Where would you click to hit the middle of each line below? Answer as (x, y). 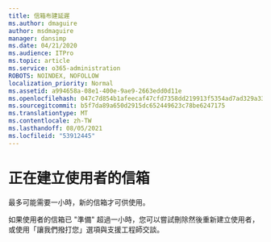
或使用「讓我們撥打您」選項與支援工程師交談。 (86, 229)
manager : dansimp (38, 38)
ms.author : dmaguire (43, 23)
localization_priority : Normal (61, 83)
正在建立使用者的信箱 (79, 178)
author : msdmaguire (41, 31)
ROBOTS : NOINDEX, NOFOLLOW (54, 76)
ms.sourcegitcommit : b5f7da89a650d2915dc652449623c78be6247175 (117, 106)
